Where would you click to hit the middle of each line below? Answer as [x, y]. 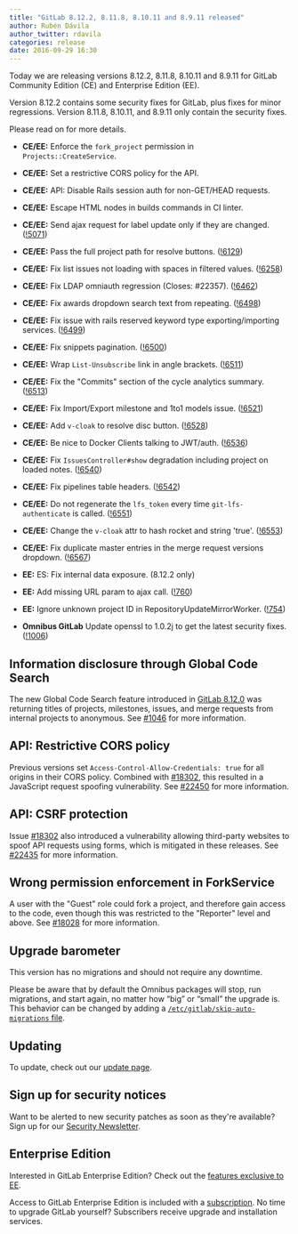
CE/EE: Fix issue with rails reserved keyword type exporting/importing [151, 320]
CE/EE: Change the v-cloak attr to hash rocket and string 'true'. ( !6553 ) [152, 531]
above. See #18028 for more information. [85, 923]
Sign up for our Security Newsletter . [75, 1125]
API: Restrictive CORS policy [90, 746]
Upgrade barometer [65, 951]
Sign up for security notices [88, 1095]
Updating [36, 1046]
